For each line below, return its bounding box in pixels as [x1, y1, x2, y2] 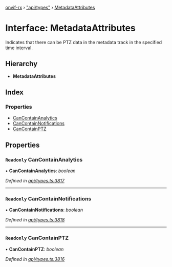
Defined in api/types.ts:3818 [5, 217, 65, 223]
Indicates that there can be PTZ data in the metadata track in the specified [5, 39, 162, 45]
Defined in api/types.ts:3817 [5, 178, 65, 184]
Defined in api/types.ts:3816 [5, 256, 65, 262]
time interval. [5, 45, 33, 51]
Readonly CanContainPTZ [5, 234, 69, 241]
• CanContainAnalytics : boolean [5, 168, 76, 174]
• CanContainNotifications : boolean [5, 207, 83, 213]
